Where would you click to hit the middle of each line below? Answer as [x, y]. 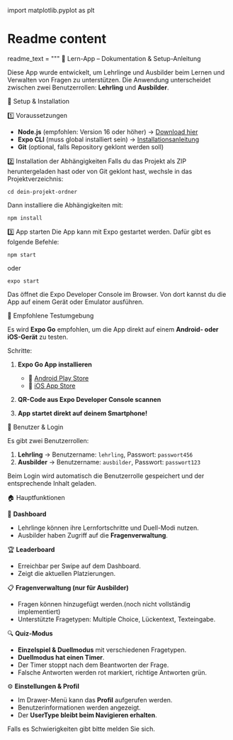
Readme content [57, 39]
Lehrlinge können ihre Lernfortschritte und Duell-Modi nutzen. [108, 528]
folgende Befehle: [33, 241]
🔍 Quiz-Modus [30, 633]
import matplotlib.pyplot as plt [51, 10]
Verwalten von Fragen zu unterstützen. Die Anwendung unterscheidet [109, 80]
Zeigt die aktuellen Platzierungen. [66, 573]
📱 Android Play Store [58, 378]
